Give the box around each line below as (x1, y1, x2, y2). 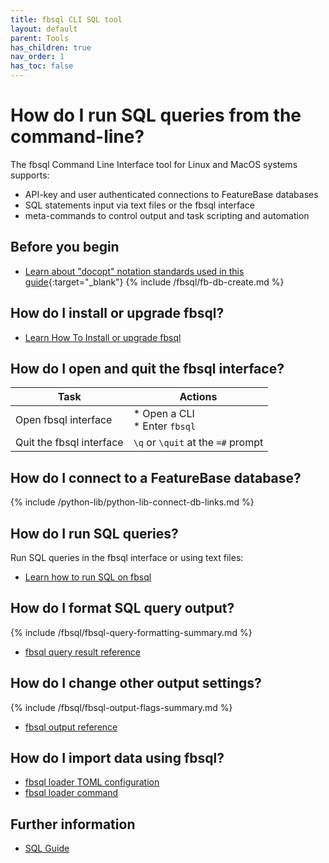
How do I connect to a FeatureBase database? (10, 469, 302, 486)
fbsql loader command (24, 787, 119, 799)
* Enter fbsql (133, 419, 197, 433)
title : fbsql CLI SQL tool (10, 14, 123, 25)
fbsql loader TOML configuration (24, 776, 160, 788)
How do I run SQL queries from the (10, 104, 302, 127)
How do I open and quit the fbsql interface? (10, 360, 285, 377)
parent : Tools (10, 33, 70, 43)
